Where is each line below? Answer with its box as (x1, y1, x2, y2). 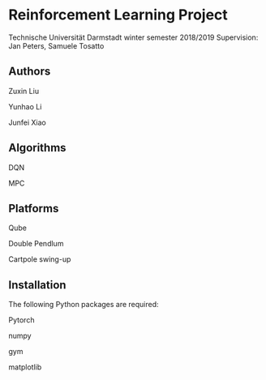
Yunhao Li (8, 101, 42, 111)
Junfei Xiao (8, 117, 46, 127)
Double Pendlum (8, 239, 64, 249)
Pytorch (8, 315, 35, 325)
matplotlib (8, 362, 42, 372)
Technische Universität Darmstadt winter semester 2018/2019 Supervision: (8, 32, 259, 42)
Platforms (8, 201, 59, 216)
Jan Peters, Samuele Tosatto (8, 41, 105, 50)
